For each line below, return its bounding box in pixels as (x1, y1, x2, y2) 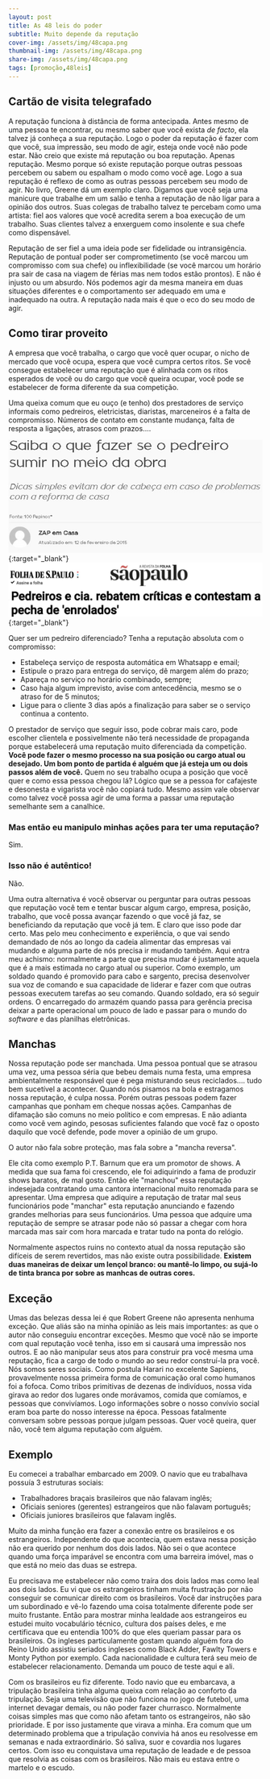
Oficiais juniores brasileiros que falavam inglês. (19, 1511, 177, 1519)
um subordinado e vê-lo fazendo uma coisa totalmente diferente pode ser (8, 1602, 254, 1611)
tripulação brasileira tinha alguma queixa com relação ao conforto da (8, 1685, 237, 1695)
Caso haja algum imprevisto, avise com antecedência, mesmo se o (19, 683, 242, 692)
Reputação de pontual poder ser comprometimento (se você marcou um (8, 251, 248, 261)
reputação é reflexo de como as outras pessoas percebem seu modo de (8, 176, 248, 185)
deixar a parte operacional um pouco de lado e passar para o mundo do (8, 1005, 247, 1015)
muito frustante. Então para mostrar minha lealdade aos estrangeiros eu (8, 1611, 247, 1619)
